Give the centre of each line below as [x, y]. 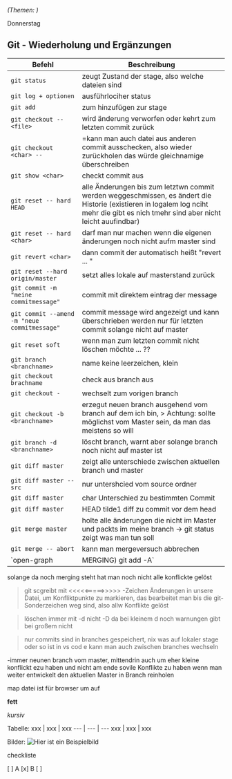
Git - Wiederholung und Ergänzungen [89, 45]
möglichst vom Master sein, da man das [146, 422]
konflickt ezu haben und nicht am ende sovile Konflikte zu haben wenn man [115, 667]
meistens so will [108, 430]
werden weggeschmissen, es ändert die [147, 195]
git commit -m [34, 288]
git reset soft [36, 345]
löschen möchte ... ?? [116, 349]
